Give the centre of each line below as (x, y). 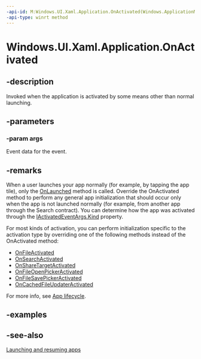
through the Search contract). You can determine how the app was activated (100, 210)
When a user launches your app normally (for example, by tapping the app (98, 185)
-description (30, 82)
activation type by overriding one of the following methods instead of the (96, 235)
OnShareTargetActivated (45, 265)
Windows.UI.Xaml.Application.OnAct (100, 47)
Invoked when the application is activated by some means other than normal (100, 96)
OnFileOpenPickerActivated (49, 271)
